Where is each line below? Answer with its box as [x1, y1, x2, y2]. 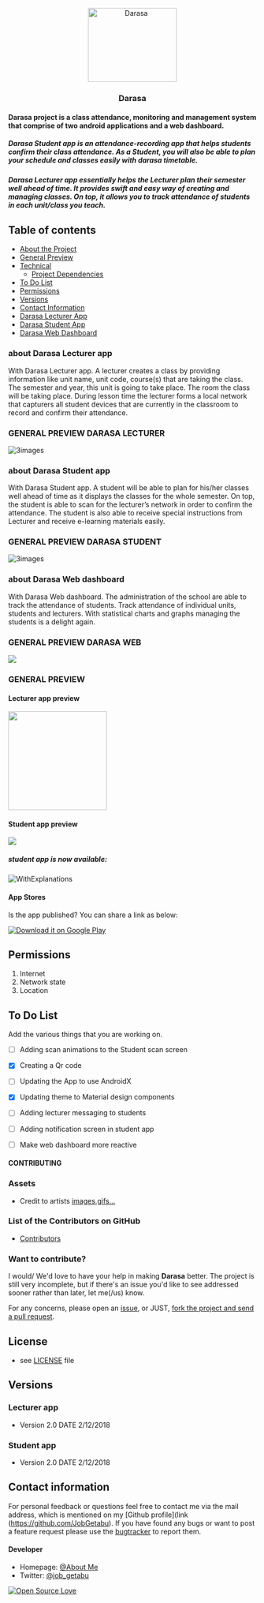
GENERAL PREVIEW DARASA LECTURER [8, 427, 165, 438]
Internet [19, 969, 46, 979]
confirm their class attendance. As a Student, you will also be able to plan [8, 147, 256, 157]
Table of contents [8, 223, 96, 237]
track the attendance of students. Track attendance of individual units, [8, 600, 236, 609]
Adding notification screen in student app [19, 1124, 154, 1133]
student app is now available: [8, 855, 108, 863]
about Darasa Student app [8, 465, 110, 476]
